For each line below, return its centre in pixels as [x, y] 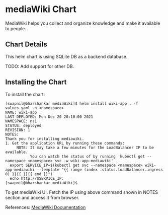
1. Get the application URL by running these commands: [65, 143]
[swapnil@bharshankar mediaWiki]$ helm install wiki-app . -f [72, 103]
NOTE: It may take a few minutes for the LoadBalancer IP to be [85, 148]
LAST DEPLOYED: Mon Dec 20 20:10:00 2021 [49, 117]
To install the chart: [25, 94]
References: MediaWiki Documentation [46, 207]
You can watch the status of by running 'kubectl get [87, 156]
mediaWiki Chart [41, 9]
